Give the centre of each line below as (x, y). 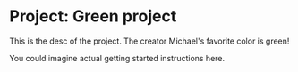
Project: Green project (93, 16)
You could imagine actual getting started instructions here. (117, 58)
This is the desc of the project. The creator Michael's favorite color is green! (149, 41)
